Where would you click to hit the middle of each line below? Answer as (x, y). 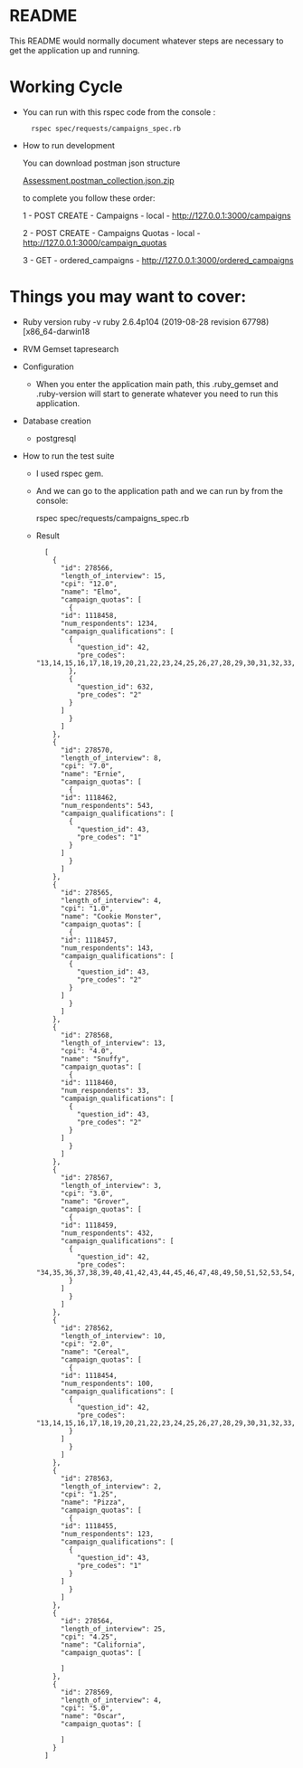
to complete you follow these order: (89, 198)
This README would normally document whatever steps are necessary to (147, 41)
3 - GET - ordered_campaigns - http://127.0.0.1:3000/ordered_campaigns (158, 260)
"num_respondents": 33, (105, 1090)
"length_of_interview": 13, (113, 1043)
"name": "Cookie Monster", (111, 916)
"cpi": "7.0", (87, 765)
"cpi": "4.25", (89, 1637)
